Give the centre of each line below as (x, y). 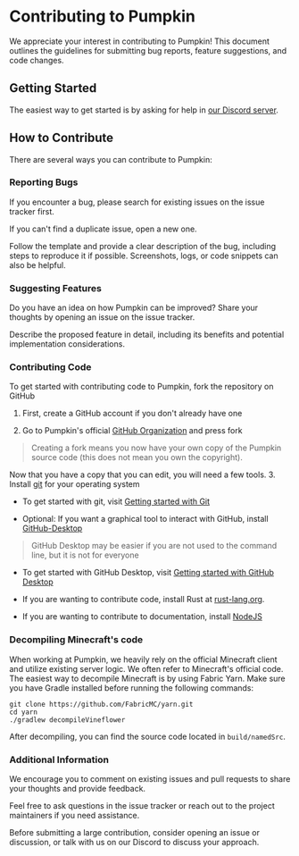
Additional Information (59, 759)
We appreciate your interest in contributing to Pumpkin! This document (139, 41)
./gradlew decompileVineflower (67, 720)
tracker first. (32, 211)
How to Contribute (62, 138)
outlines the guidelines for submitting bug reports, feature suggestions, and (148, 50)
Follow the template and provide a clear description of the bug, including (143, 246)
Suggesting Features (56, 288)
